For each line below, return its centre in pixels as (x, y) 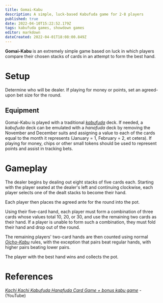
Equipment (22, 110)
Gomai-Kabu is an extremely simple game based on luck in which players (80, 51)
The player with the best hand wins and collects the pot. (62, 257)
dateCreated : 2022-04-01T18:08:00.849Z (46, 37)
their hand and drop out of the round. (42, 227)
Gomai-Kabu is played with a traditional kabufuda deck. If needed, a (74, 122)
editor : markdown (23, 32)
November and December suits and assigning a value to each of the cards (80, 133)
